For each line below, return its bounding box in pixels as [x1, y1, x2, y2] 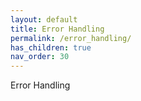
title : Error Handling [10, 24, 105, 34]
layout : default [10, 14, 78, 25]
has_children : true [10, 42, 92, 53]
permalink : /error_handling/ [10, 33, 132, 43]
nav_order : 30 [10, 52, 70, 62]
